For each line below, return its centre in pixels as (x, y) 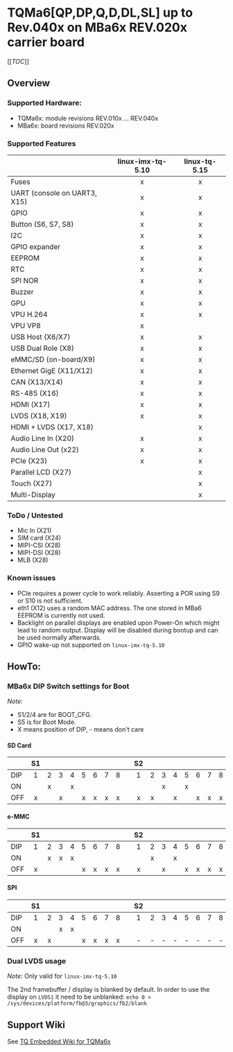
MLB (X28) (33, 560)
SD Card (19, 745)
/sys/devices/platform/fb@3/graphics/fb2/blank (77, 1003)
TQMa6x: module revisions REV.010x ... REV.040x (88, 118)
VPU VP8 (26, 325)
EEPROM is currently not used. (61, 615)
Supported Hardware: (44, 103)
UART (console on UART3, (54, 193)
